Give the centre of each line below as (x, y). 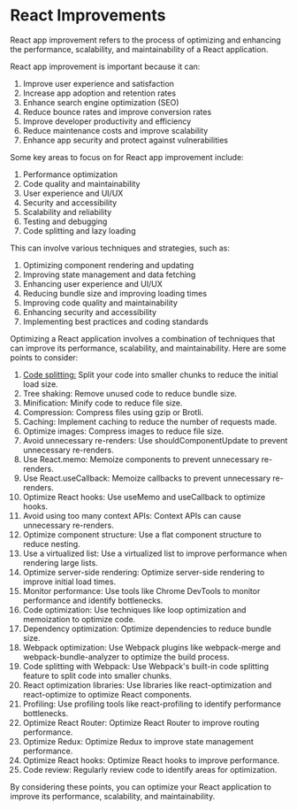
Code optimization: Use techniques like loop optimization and (134, 609)
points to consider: (44, 357)
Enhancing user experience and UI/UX (92, 283)
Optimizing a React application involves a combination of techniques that (143, 338)
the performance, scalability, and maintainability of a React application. (139, 49)
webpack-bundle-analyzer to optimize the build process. (126, 657)
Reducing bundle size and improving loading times (114, 293)
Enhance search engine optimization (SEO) (101, 102)
